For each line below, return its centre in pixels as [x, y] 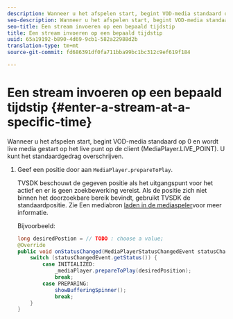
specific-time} [50, 122]
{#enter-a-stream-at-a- [121, 107]
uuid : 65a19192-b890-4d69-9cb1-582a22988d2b [72, 40]
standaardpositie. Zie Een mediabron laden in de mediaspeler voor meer [119, 205]
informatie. [33, 212]
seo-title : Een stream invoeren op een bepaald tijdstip [91, 26]
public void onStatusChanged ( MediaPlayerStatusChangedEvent [106, 251]
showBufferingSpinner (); [90, 290]
